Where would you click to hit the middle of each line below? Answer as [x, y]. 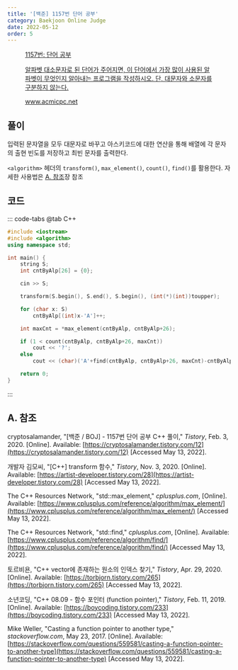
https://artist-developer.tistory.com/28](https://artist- [117, 475]
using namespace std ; [39, 245]
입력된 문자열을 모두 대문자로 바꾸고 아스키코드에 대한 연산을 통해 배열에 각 [110, 144]
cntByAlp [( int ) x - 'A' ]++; [69, 316]
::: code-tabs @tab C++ [42, 218]
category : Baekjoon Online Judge [57, 21]
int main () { [27, 258]
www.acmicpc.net [51, 102]
